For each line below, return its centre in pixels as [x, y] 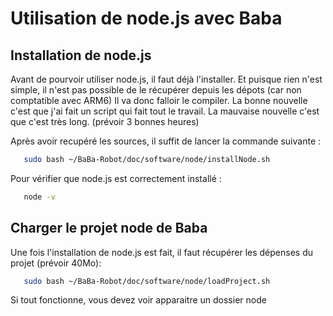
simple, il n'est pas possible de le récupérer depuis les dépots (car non [156, 90]
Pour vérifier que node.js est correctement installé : [116, 178]
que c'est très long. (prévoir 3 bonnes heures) [105, 121]
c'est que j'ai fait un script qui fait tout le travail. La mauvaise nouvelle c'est [165, 111]
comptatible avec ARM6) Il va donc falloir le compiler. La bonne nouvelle [159, 100]
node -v [39, 197]
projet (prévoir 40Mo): [56, 263]
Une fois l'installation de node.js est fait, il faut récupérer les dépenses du [162, 252]
